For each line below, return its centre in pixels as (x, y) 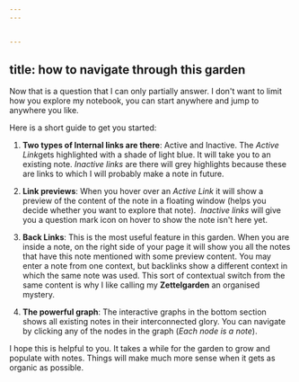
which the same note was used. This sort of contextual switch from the (154, 276)
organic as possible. (46, 368)
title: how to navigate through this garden (128, 70)
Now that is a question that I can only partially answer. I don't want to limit (146, 92)
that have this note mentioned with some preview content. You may (147, 256)
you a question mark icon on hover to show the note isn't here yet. (145, 220)
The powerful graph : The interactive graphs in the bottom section (144, 312)
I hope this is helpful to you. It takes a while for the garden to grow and (140, 349)
